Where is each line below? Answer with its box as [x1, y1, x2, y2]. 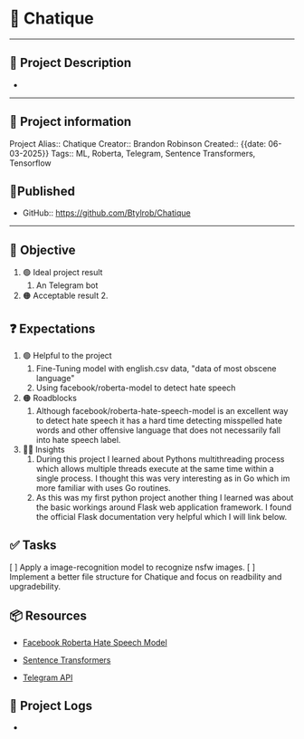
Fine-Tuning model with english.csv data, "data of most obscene [35, 363, 278, 374]
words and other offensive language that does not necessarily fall [35, 425, 280, 436]
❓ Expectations [9, 321, 96, 336]
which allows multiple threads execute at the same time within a [35, 464, 274, 474]
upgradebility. [9, 581, 62, 591]
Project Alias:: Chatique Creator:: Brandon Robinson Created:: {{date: [9, 138, 267, 149]
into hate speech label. [35, 435, 121, 445]
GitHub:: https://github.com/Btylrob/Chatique [22, 207, 192, 218]
